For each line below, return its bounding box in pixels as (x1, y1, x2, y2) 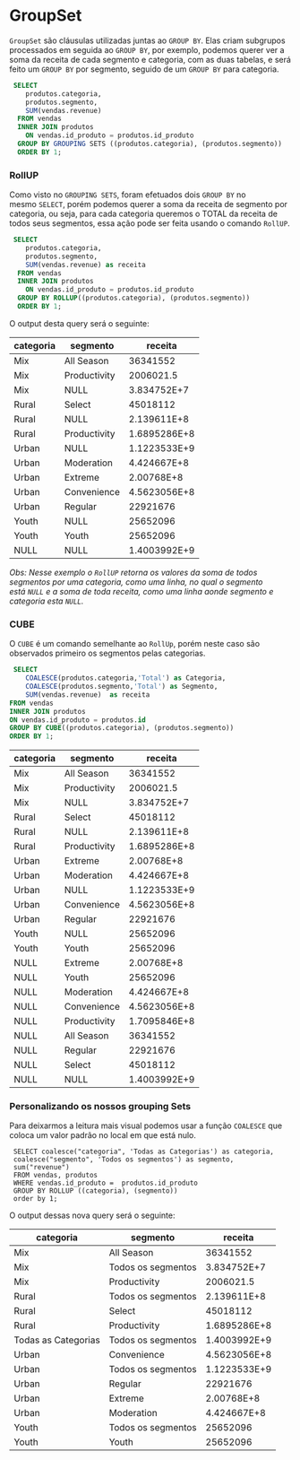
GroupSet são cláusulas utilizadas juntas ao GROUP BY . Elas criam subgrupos (9, 35, 286, 46)
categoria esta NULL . (9, 595, 84, 606)
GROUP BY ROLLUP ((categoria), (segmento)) (13, 1186, 178, 1195)
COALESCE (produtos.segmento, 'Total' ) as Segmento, (25, 682, 219, 691)
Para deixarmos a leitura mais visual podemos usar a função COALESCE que (9, 1120, 283, 1131)
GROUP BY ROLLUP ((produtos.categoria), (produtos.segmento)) (17, 293, 251, 303)
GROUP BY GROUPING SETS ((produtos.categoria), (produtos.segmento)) (17, 140, 282, 149)
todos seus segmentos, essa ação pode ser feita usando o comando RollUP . (9, 218, 291, 229)
